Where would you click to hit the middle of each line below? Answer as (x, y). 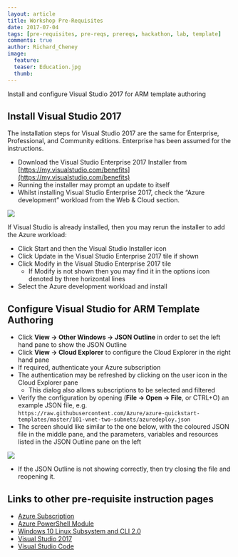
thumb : (24, 73)
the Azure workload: (37, 235)
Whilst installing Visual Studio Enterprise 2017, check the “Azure (111, 192)
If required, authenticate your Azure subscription (89, 368)
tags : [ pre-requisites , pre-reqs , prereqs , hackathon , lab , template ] (114, 34)
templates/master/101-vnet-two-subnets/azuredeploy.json (104, 420)
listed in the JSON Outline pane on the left (79, 442)
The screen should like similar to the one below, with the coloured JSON (123, 427)
